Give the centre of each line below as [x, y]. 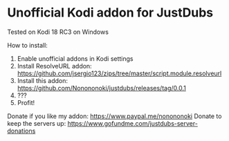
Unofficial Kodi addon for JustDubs [110, 13]
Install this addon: [42, 80]
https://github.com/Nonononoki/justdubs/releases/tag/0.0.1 [102, 88]
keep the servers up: [37, 123]
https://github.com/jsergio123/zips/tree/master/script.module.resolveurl [119, 73]
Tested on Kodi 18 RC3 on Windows [58, 32]
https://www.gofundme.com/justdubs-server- [133, 123]
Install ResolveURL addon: [54, 66]
